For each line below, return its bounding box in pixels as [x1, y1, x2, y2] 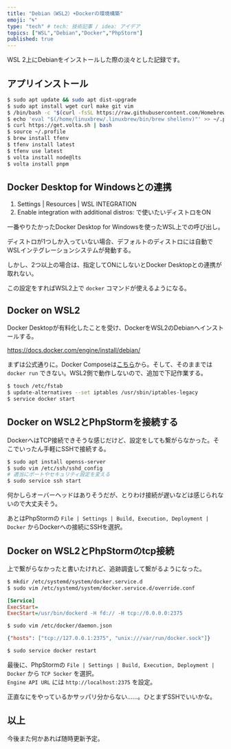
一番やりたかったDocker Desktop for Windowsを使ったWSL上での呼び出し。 [7, 223, 225, 231]
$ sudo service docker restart [7, 648, 97, 655]
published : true [7, 36, 54, 43]
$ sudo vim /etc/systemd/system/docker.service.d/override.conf [7, 584, 195, 592]
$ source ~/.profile [7, 128, 67, 135]
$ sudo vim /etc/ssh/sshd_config [7, 465, 103, 472]
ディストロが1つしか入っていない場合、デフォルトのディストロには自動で [7, 237, 214, 246]
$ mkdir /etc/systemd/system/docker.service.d [7, 578, 143, 585]
